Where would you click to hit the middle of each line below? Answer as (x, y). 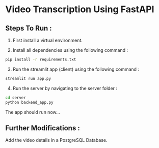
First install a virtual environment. (48, 40)
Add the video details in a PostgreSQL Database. (56, 140)
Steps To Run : (29, 28)
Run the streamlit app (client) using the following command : (76, 69)
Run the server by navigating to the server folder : (65, 88)
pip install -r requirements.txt (41, 60)
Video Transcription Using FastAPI (80, 9)
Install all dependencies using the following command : (70, 50)
